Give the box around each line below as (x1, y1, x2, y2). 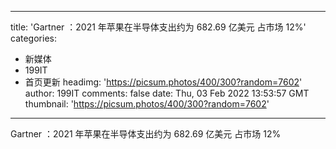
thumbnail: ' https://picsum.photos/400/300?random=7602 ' (24, 98, 270, 110)
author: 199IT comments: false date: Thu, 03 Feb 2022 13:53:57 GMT (24, 87, 310, 99)
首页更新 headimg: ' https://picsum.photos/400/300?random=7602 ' (24, 76, 303, 88)
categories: (10, 32, 57, 44)
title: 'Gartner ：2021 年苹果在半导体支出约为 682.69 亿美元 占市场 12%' (10, 21, 307, 33)
